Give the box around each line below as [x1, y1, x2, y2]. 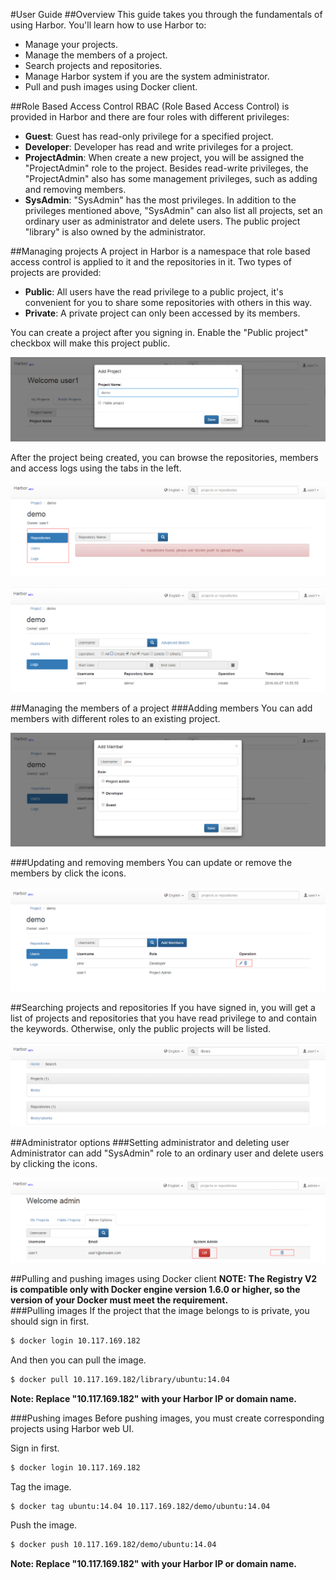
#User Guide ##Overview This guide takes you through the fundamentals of [10, 9, 323, 20]
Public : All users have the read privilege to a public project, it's [24, 286, 284, 298]
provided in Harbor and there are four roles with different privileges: [10, 111, 290, 123]
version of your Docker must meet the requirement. [10, 1294, 229, 1306]
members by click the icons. [10, 867, 127, 879]
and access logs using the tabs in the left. [10, 462, 182, 474]
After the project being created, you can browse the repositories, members [10, 452, 319, 464]
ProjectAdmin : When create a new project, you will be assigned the [24, 152, 305, 163]
